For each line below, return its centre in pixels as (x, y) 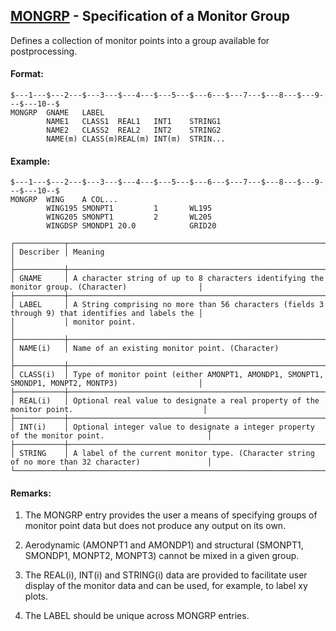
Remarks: (31, 493)
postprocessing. (44, 51)
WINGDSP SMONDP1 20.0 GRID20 (131, 226)
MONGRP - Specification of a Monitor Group (150, 16)
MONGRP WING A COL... (64, 200)
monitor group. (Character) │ (106, 287)
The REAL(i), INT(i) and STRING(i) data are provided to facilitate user (166, 575)
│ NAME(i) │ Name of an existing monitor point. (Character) (145, 349)
